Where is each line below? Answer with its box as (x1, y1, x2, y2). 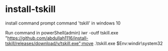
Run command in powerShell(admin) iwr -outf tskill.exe (5, 29, 119, 35)
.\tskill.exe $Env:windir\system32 (94, 40, 163, 46)
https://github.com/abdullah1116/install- (7, 35, 89, 41)
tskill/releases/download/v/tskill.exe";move (5, 40, 94, 46)
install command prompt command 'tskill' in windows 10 (5, 20, 121, 26)
